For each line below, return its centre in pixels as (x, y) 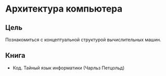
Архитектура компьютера (64, 9)
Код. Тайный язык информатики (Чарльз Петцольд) (69, 68)
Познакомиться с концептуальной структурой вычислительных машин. (83, 40)
